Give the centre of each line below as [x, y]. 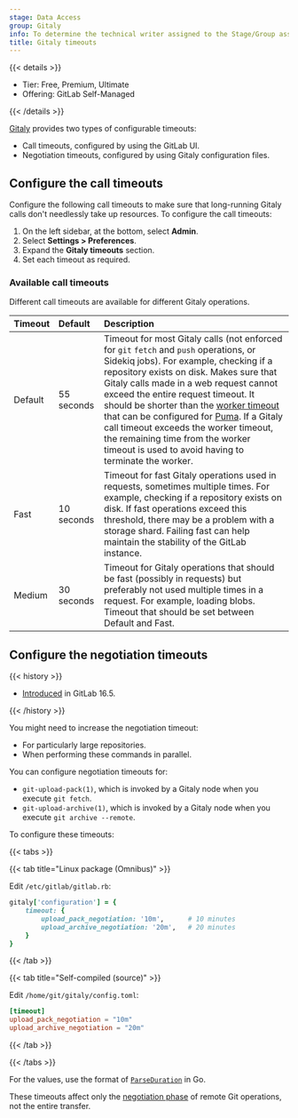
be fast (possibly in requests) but [173, 579]
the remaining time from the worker [177, 439]
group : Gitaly [35, 26]
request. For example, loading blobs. [179, 601]
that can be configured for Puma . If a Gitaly [193, 417]
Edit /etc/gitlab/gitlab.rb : [60, 886]
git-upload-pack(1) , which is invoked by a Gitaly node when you [140, 789]
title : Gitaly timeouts [53, 42]
